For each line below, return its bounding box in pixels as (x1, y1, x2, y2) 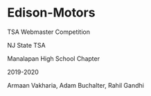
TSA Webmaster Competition (7, 28, 90, 36)
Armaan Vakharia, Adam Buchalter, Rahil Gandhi (7, 81, 144, 89)
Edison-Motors (7, 5, 96, 21)
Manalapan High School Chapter (7, 54, 100, 63)
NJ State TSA (7, 41, 46, 49)
